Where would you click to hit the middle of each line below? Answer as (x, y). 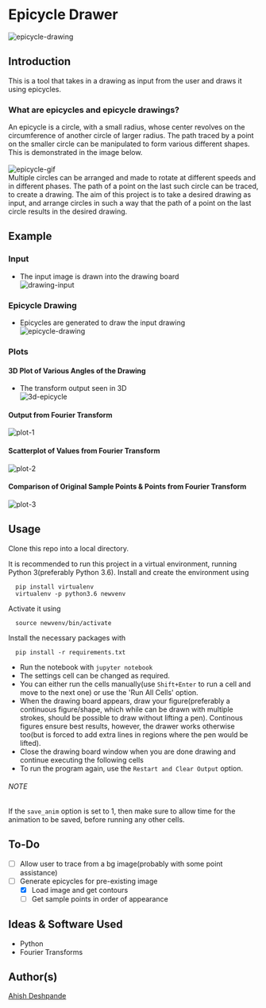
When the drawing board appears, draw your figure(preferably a (125, 701)
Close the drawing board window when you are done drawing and (128, 751)
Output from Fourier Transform (60, 415)
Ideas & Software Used (66, 924)
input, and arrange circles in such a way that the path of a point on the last (130, 203)
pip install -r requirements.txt (71, 652)
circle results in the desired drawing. (68, 211)
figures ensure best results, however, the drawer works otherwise (127, 726)
